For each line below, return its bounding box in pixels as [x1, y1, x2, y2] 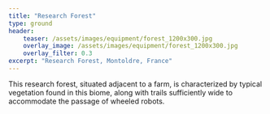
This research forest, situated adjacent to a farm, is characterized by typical [8, 78, 263, 89]
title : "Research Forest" [8, 11, 96, 20]
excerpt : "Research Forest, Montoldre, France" [8, 57, 173, 65]
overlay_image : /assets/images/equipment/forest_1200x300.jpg [23, 42, 238, 50]
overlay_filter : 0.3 [23, 49, 93, 57]
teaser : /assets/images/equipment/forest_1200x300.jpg [23, 34, 213, 43]
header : [8, 27, 35, 35]
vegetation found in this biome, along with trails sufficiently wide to [8, 87, 233, 97]
